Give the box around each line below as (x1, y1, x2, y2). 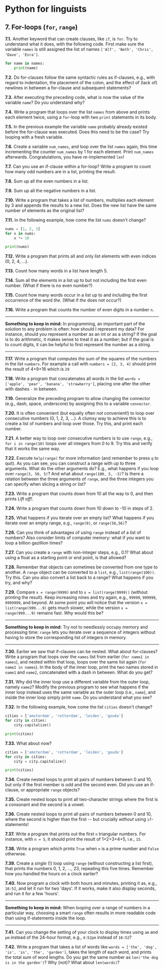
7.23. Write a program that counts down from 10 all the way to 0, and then (5, 491, 153, 497)
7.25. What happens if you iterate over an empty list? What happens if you (5, 515, 154, 521)
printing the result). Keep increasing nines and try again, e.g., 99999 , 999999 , (5, 594, 157, 600)
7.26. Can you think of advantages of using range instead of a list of (5, 530, 142, 536)
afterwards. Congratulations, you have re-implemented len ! (5, 154, 124, 160)
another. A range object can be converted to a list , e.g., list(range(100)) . (5, 569, 156, 575)
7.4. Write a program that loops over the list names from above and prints (5, 109, 150, 115)
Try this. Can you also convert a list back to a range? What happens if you (5, 574, 154, 581)
